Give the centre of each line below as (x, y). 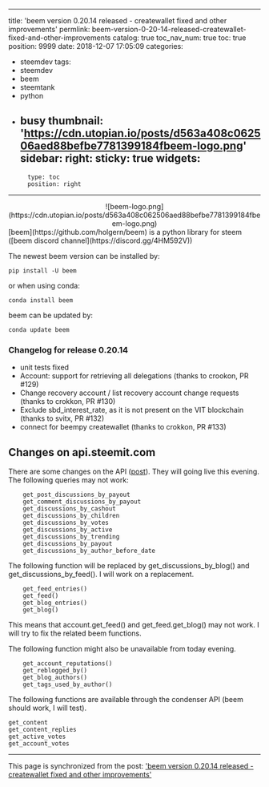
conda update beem (39, 329)
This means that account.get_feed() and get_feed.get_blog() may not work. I (134, 624)
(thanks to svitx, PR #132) (62, 418)
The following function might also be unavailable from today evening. (122, 648)
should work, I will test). (47, 708)
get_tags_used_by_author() (68, 684)
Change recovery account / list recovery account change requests (129, 393)
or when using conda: (44, 285)
